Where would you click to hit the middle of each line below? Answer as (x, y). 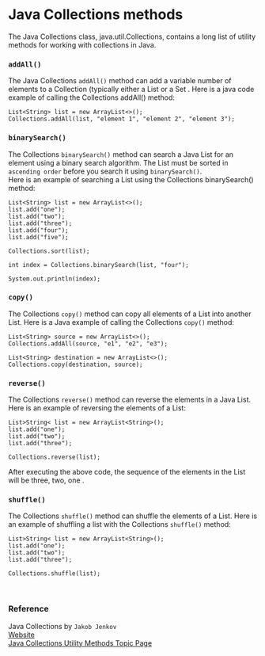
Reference (28, 609)
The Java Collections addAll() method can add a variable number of (120, 81)
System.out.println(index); (55, 279)
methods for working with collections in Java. (82, 44)
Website (22, 635)
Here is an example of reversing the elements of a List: (97, 408)
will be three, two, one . (46, 480)
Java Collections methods (96, 15)
